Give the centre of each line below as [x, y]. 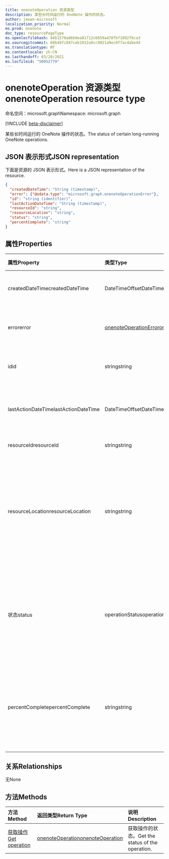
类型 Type [116, 262]
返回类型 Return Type [62, 816]
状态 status [20, 615]
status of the [143, 843]
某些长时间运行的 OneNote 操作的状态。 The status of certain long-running [82, 134]
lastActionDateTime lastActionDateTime [54, 409]
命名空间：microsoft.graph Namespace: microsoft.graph [63, 113]
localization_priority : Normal [38, 24]
